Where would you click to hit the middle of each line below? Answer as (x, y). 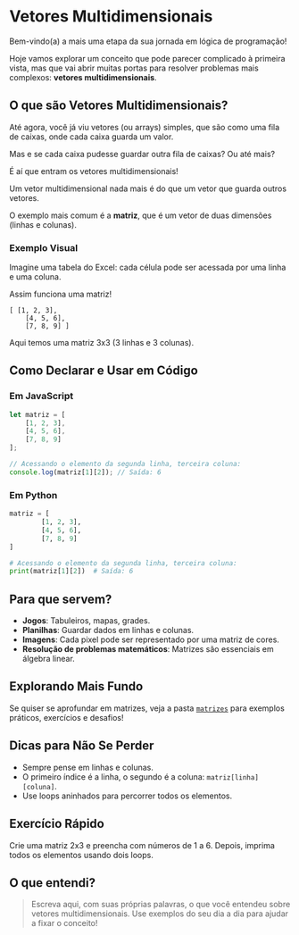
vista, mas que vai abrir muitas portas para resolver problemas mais (134, 68)
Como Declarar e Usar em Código (104, 371)
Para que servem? (61, 599)
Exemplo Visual (44, 247)
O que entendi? (53, 883)
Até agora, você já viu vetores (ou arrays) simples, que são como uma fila (145, 127)
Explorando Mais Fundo (76, 686)
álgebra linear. (49, 659)
